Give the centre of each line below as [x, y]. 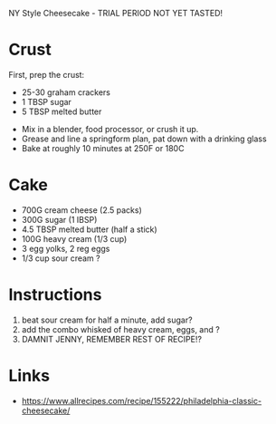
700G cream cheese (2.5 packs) [81, 210]
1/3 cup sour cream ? [61, 258]
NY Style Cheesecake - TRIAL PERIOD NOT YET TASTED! [116, 13]
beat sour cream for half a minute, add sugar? [107, 320]
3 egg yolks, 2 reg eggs [66, 248]
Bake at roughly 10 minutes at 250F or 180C [103, 148]
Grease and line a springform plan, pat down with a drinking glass [144, 139]
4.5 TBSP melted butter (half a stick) [89, 229]
